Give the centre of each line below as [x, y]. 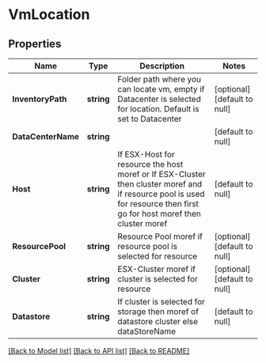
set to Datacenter [150, 119]
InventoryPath [40, 99]
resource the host [150, 164]
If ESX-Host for [146, 154]
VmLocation [49, 15]
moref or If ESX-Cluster [161, 174]
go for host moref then [160, 214]
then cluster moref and [160, 184]
